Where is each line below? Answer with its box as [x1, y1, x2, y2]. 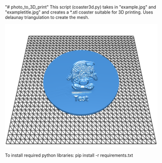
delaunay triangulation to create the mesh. [5, 15, 89, 20]
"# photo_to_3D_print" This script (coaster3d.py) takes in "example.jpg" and [5, 4, 156, 10]
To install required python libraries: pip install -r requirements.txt [5, 152, 133, 158]
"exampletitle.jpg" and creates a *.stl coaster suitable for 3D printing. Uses [5, 9, 153, 15]
